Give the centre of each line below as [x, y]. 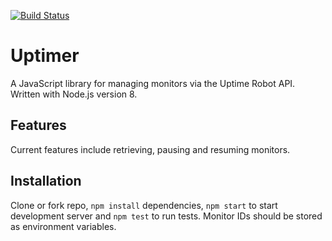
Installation [46, 181]
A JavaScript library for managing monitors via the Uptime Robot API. [153, 83]
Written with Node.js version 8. [74, 94]
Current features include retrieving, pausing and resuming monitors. [150, 149]
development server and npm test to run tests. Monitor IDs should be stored [166, 216]
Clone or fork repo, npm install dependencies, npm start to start [144, 205]
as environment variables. [63, 226]
